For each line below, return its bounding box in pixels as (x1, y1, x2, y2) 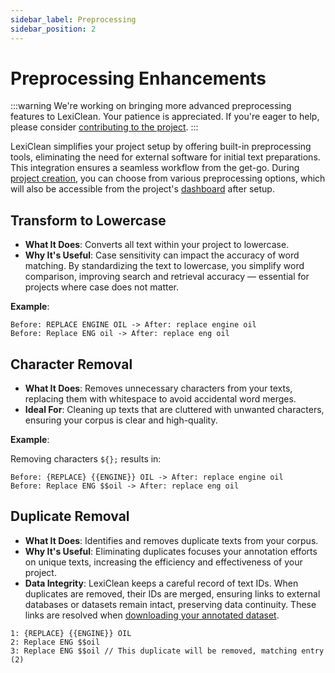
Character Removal (10, 356, 133, 373)
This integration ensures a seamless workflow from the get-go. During (10, 162, 300, 174)
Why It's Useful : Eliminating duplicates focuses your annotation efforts (24, 545, 318, 557)
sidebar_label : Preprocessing (10, 14, 137, 25)
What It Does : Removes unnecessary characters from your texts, (24, 382, 293, 395)
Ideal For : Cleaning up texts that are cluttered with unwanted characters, (24, 404, 325, 416)
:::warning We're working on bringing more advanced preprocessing (10, 100, 292, 112)
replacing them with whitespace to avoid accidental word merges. (24, 393, 297, 405)
